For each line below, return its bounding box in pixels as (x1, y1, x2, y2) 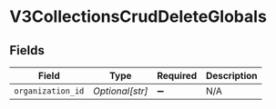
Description (205, 70, 258, 82)
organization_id (14, 86, 85, 96)
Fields (9, 43, 46, 58)
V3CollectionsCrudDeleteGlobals (9, 6, 267, 27)
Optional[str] (92, 84, 148, 97)
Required (156, 70, 198, 82)
